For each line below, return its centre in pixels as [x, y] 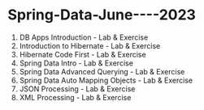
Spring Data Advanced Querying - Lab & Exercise [102, 71]
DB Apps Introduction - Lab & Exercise [84, 37]
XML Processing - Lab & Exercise [75, 97]
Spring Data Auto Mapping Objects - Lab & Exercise [106, 80]
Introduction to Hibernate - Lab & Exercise [90, 45]
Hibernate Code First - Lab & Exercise [83, 54]
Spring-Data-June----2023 [102, 15]
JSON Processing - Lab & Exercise [77, 89]
